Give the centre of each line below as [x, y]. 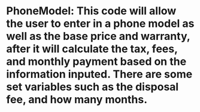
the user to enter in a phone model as [100, 24]
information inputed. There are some [99, 74]
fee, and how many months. [77, 100]
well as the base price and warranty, [98, 36]
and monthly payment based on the [96, 62]
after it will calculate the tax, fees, [92, 49]
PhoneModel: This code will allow [91, 11]
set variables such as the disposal [93, 87]
